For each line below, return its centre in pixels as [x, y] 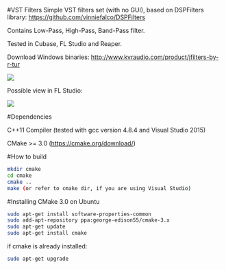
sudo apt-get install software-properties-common [79, 214]
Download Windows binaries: [48, 57]
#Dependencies [30, 117]
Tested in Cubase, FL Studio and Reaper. [64, 44]
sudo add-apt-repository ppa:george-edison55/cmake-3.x [88, 220]
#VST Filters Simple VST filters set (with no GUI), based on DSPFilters [105, 10]
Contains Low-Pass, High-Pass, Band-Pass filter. [76, 31]
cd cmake [20, 175]
